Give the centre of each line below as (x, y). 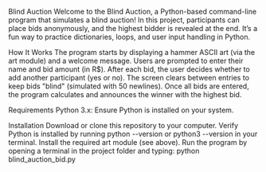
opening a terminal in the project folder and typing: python (104, 151)
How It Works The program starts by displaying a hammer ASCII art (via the (132, 52)
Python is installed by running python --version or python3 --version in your (133, 134)
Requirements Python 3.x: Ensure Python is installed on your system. (121, 110)
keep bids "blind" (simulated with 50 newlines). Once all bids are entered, (129, 86)
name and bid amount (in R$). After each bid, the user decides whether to (129, 69)
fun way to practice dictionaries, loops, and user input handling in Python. (129, 37)
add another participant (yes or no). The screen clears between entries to (129, 78)
